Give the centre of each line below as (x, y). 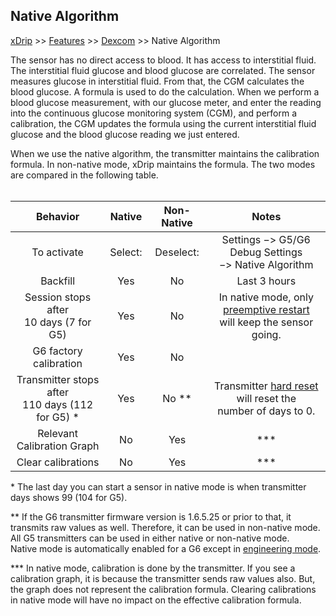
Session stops (58, 297)
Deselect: (177, 252)
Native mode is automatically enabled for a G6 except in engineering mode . (166, 548)
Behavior (57, 216)
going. (266, 334)
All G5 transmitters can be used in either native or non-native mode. (150, 538)
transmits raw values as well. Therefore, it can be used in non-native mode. (165, 527)
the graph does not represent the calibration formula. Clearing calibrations (163, 589)
